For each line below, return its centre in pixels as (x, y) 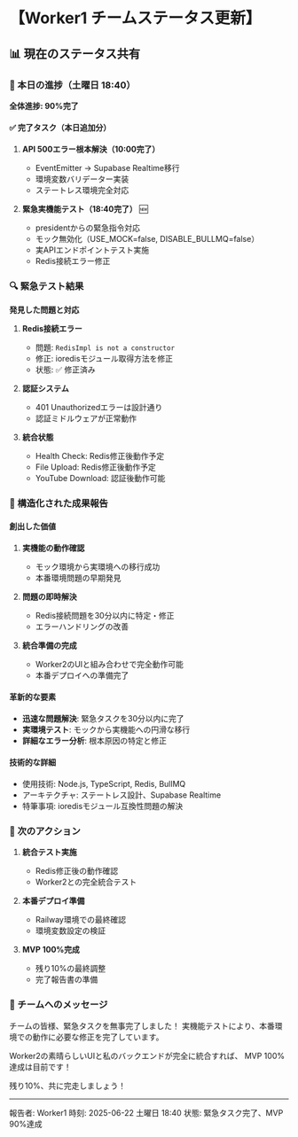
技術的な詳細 (32, 762)
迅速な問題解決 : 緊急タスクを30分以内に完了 (103, 718)
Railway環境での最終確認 (81, 920)
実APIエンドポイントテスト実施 (92, 250)
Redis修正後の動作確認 (76, 871)
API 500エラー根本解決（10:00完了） (91, 149)
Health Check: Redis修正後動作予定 (100, 456)
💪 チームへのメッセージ (59, 1005)
